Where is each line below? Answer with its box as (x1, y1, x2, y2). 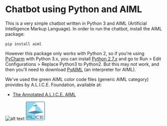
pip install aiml (5, 41, 42, 47)
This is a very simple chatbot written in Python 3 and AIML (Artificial (5, 20, 147, 26)
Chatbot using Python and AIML (5, 4, 143, 15)
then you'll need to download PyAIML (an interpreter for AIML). (5, 66, 136, 72)
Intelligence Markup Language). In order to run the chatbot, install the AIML (5, 25, 162, 31)
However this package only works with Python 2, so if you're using (5, 50, 145, 56)
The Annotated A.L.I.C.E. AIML (12, 91, 76, 97)
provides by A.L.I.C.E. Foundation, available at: (5, 81, 102, 88)
